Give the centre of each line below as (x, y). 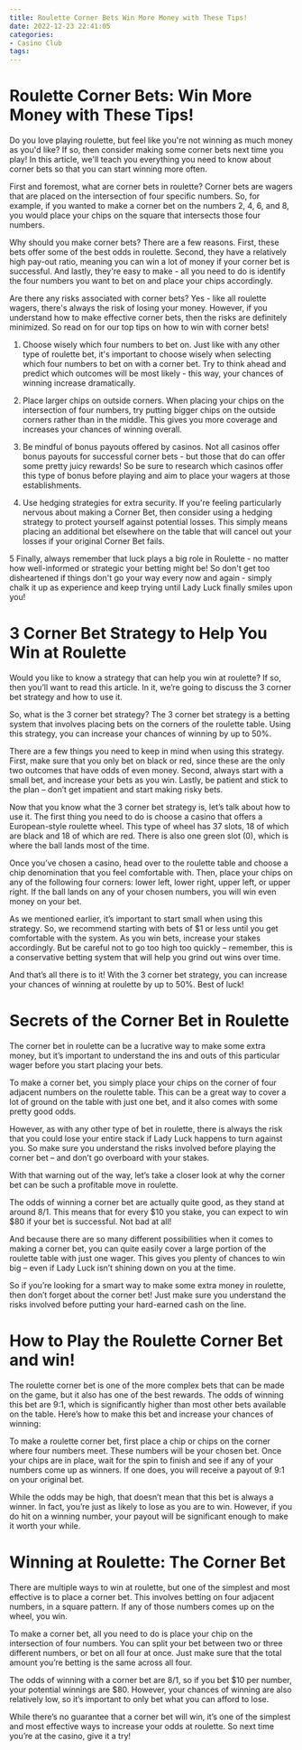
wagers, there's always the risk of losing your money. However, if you (138, 308)
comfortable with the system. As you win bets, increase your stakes (135, 938)
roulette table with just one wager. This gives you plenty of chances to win (147, 1258)
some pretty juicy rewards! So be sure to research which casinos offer (153, 466)
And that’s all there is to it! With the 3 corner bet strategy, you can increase (148, 975)
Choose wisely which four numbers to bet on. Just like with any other (151, 345)
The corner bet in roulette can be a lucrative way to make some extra (137, 1045)
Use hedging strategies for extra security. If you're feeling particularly (152, 503)
